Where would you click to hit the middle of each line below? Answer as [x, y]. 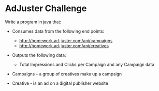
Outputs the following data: [39, 55]
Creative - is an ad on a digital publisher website [60, 83]
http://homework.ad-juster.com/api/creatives [64, 45]
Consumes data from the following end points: [58, 31]
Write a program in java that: [33, 22]
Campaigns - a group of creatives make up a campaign [67, 74]
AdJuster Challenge [46, 8]
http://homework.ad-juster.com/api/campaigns [66, 40]
